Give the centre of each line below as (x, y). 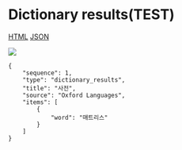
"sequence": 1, (47, 73)
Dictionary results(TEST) (92, 15)
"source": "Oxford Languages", (74, 95)
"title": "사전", (49, 88)
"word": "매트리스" (79, 117)
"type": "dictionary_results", (74, 80)
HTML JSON (29, 37)
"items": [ (40, 102)
